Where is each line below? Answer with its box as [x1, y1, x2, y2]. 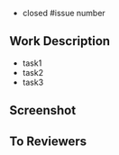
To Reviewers [9, 133, 87, 149]
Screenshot [9, 103, 77, 118]
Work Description [9, 33, 111, 49]
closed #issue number [22, 8, 105, 18]
